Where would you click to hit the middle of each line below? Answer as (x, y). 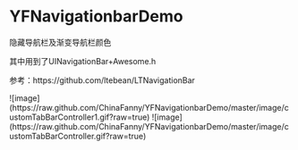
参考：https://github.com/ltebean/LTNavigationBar (102, 80)
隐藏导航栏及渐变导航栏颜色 (60, 42)
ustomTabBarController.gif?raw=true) (78, 136)
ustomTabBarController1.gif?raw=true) (80, 117)
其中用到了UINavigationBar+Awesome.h (83, 61)
